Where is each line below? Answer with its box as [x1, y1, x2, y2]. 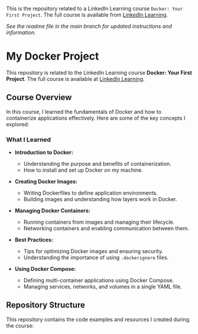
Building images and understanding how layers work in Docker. [23, 196, 177, 203]
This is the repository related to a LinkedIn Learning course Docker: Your [6, 5, 183, 12]
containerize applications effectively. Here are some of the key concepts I [6, 114, 186, 122]
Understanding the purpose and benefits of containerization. [23, 161, 171, 168]
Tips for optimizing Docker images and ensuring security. [23, 248, 164, 255]
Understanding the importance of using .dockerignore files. [23, 254, 169, 261]
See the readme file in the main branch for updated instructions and [6, 23, 173, 30]
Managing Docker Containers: [14, 207, 90, 214]
